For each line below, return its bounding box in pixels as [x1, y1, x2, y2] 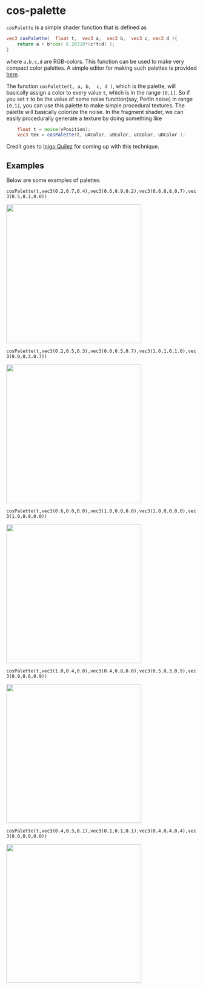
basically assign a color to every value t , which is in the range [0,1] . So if [6, 89, 190, 96]
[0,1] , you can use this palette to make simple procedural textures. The [6, 101, 185, 109]
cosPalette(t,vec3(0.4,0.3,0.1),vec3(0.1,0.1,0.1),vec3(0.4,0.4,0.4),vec [6, 828, 197, 834]
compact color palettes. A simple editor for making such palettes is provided [6, 64, 197, 72]
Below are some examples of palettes [6, 176, 100, 184]
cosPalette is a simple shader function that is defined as [6, 24, 147, 31]
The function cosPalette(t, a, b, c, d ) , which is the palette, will [6, 82, 176, 90]
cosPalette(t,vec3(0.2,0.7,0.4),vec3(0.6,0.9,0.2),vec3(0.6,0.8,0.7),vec [6, 189, 197, 195]
